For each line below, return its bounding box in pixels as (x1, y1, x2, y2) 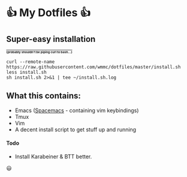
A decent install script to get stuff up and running (14, 125, 137, 133)
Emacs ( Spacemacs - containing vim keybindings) (14, 107, 139, 114)
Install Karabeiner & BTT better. (14, 153, 92, 160)
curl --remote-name (6, 59, 55, 65)
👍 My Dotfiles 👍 (6, 6, 91, 20)
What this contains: (6, 91, 81, 101)
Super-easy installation (6, 34, 96, 44)
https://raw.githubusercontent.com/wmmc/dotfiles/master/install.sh (6, 64, 181, 70)
